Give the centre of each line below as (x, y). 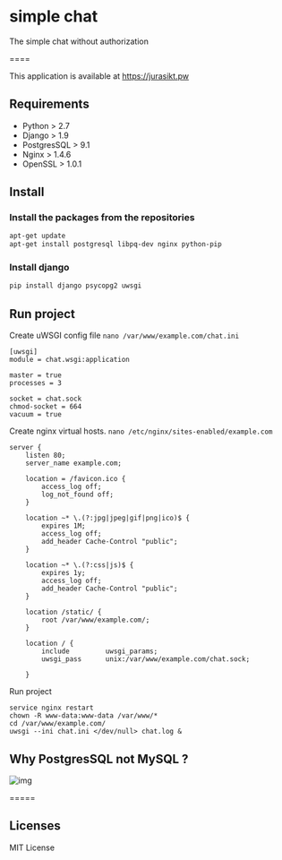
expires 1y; (64, 573)
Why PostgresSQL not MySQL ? (99, 759)
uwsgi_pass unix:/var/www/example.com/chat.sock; (146, 659)
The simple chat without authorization (79, 41)
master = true (36, 375)
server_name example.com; (74, 463)
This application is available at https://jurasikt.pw (99, 76)
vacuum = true (36, 415)
